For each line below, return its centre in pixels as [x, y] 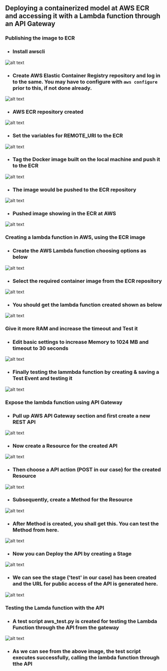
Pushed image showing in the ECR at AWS [64, 214]
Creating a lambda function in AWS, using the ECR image [75, 237]
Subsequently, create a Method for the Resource [73, 500]
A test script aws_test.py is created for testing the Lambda [85, 621]
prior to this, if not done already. [52, 88]
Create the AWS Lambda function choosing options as [79, 251]
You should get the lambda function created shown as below [87, 305]
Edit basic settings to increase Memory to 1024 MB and [80, 342]
